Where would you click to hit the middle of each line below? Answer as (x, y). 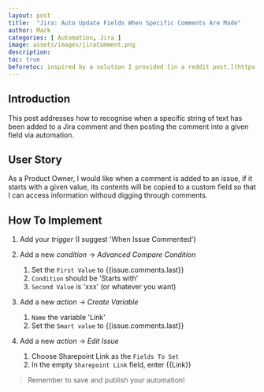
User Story (35, 159)
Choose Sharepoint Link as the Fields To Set (105, 356)
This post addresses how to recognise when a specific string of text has (125, 118)
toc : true (24, 60)
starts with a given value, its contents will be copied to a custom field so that (132, 187)
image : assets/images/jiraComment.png (72, 45)
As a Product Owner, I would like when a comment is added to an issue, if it (130, 179)
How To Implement (55, 220)
